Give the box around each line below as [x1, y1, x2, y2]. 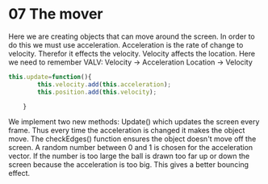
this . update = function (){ [8, 73, 92, 81]
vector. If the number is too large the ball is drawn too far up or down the [8, 151, 250, 161]
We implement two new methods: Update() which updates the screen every [8, 117, 260, 127]
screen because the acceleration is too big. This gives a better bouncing [8, 160, 249, 169]
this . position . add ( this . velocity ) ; [37, 88, 157, 96]
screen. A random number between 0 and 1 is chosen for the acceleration [8, 143, 253, 153]
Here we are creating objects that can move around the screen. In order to [8, 31, 256, 41]
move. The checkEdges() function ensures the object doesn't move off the [8, 134, 257, 144]
